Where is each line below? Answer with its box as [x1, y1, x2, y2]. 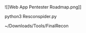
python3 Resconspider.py [4, 14, 57, 19]
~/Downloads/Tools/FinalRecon [4, 23, 69, 29]
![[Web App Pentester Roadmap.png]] [4, 4, 82, 10]
